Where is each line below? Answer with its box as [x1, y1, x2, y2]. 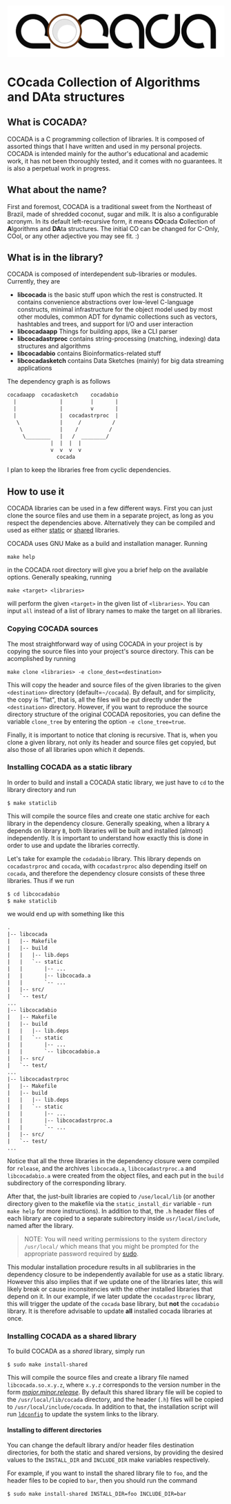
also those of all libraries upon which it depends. [7, 745, 145, 753]
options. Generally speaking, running [7, 573, 112, 582]
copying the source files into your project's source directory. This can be [7, 647, 214, 655]
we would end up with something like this [7, 909, 125, 918]
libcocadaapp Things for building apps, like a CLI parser [17, 327, 178, 336]
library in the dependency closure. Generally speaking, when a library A [7, 819, 210, 827]
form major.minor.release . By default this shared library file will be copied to [7, 1388, 223, 1396]
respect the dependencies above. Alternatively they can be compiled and [7, 519, 215, 527]
